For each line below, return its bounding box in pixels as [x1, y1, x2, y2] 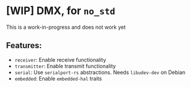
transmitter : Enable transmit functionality [14, 62, 116, 69]
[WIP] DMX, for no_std [6, 4, 116, 18]
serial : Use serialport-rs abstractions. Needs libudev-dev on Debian [14, 69, 186, 76]
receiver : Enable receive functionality [14, 56, 106, 63]
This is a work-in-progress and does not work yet [6, 24, 126, 31]
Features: [6, 41, 42, 51]
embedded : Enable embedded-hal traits [14, 75, 102, 82]
